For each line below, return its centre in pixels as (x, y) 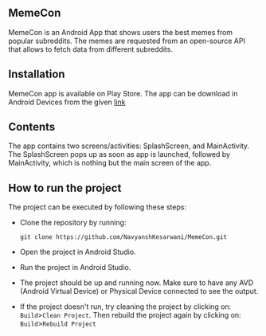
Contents (32, 127)
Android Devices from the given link (67, 102)
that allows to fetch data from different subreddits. (91, 49)
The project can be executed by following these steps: (98, 207)
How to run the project (65, 188)
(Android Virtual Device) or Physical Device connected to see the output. (139, 291)
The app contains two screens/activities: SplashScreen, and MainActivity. (129, 146)
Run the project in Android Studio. (75, 268)
